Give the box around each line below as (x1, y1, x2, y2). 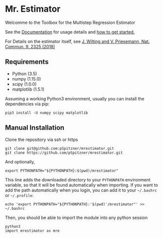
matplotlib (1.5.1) (12, 86, 45, 92)
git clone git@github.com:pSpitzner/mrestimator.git (5, 146, 114, 151)
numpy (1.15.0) (12, 76, 41, 81)
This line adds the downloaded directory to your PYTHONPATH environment (5, 177, 151, 182)
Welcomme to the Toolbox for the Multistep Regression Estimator (5, 20, 135, 25)
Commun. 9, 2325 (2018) (5, 43, 55, 49)
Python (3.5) (12, 71, 37, 77)
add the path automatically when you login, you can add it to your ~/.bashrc (5, 187, 157, 193)
